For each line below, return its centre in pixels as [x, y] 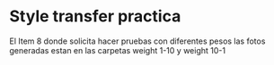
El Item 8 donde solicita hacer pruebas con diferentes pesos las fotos [137, 41]
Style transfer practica [95, 16]
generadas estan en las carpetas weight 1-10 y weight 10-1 [118, 50]
